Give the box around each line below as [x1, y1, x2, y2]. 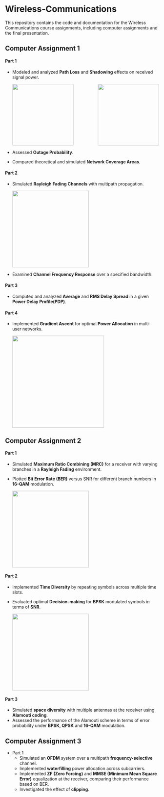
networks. [22, 326, 43, 332]
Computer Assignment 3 [5, 737, 82, 745]
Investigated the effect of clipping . [19, 786, 89, 792]
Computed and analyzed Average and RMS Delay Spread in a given [12, 293, 149, 299]
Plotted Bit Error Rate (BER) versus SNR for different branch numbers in [12, 476, 156, 482]
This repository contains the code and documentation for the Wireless [5, 20, 146, 26]
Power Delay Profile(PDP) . [12, 298, 66, 305]
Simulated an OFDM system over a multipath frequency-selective [19, 755, 153, 761]
